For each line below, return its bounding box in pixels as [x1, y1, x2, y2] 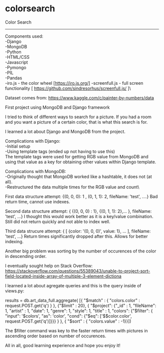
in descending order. [5, 253, 47, 259]
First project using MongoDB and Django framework [5, 104, 110, 110]
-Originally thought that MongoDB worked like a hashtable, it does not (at [5, 174, 152, 179]
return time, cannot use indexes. [5, 199, 70, 204]
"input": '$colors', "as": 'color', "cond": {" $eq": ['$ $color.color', [5, 313, 132, 319]
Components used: [5, 33, 43, 39]
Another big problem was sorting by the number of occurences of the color [5, 248, 156, 254]
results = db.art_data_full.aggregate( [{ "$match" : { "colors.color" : [5, 297, 140, 303]
